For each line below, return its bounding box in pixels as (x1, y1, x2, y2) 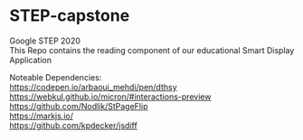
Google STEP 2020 (9, 35, 81, 46)
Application (9, 54, 52, 65)
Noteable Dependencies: (9, 71, 102, 82)
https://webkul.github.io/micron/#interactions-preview (9, 91, 212, 102)
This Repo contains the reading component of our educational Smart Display (9, 44, 295, 55)
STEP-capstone (9, 5, 130, 26)
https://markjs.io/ (9, 110, 74, 121)
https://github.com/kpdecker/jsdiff (9, 119, 137, 131)
